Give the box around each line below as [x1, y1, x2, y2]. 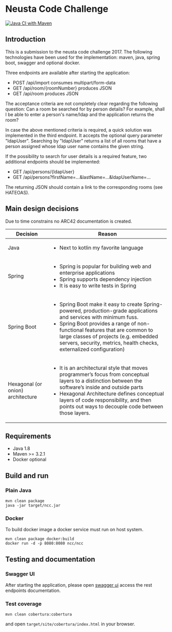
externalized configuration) [59, 346, 125, 353]
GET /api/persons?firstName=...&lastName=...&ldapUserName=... [12, 174, 151, 180]
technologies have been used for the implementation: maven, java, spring [5, 54, 160, 60]
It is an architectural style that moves [59, 364, 148, 371]
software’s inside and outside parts [59, 384, 143, 391]
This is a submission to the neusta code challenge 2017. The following [5, 48, 153, 55]
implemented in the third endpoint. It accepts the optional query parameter [5, 132, 163, 138]
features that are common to [84, 326, 154, 333]
